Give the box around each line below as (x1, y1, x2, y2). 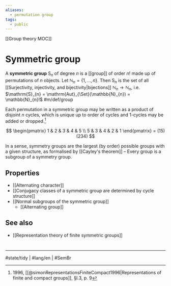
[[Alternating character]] (12, 182, 64, 189)
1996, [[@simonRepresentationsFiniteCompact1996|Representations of (12, 270, 162, 276)
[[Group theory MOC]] (5, 36, 52, 42)
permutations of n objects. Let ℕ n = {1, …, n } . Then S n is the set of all (5, 77, 149, 85)
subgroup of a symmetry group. (5, 154, 72, 160)
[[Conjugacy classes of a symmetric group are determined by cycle (12, 188, 154, 194)
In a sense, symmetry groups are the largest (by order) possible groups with (5, 143, 165, 149)
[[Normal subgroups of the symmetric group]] (12, 198, 109, 204)
